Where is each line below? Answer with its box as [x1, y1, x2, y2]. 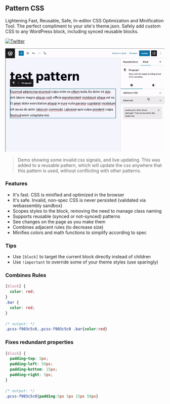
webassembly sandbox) [12, 203, 63, 209]
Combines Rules [5, 272, 47, 279]
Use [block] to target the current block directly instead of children [12, 254, 151, 260]
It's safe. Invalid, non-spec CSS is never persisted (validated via [12, 197, 146, 203]
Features [5, 180, 28, 187]
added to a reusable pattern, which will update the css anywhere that [17, 162, 162, 168]
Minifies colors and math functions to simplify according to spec [12, 229, 147, 235]
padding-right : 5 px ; [10, 373, 53, 378]
